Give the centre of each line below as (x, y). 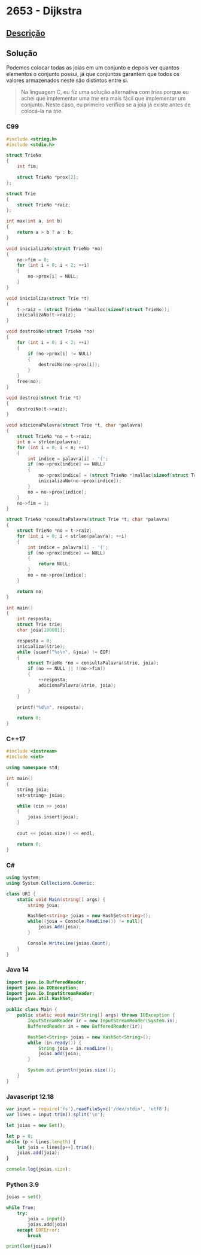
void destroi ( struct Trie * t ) (44, 398)
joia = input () (47, 1219)
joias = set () (24, 1197)
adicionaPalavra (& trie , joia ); (77, 685)
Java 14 (17, 970)
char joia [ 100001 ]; (41, 630)
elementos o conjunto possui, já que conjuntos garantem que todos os (93, 74)
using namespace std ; (33, 768)
